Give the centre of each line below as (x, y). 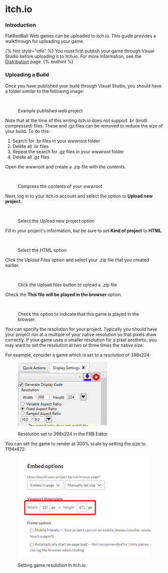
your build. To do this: (28, 131)
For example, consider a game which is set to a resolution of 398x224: (78, 355)
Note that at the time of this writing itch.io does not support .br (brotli (76, 120)
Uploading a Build (27, 75)
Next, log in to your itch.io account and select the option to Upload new (79, 196)
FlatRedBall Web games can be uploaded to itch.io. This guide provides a (81, 36)
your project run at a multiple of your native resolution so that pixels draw (81, 334)
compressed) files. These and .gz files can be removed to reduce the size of (84, 126)
